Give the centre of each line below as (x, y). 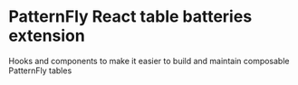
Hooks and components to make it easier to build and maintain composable (149, 61)
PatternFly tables (40, 71)
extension (47, 36)
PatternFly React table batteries (130, 17)
